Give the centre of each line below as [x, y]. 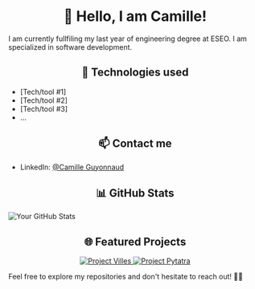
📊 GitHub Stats [135, 193]
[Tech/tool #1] [43, 92]
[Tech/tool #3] [44, 108]
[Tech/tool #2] [44, 100]
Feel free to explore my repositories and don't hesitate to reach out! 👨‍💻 [126, 277]
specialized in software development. [70, 47]
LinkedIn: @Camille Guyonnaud [72, 167]
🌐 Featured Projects [135, 241]
